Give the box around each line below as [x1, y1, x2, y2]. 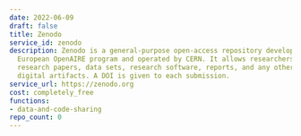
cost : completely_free [9, 88, 94, 97]
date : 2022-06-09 [9, 13, 74, 22]
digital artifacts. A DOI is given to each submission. [17, 72, 230, 81]
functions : [9, 96, 50, 106]
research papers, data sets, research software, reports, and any [17, 64, 271, 72]
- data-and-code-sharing [9, 105, 102, 114]
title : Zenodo [9, 30, 63, 38]
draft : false [9, 21, 58, 30]
